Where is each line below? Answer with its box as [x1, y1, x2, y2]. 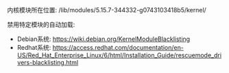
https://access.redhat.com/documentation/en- [52, 44, 184, 51]
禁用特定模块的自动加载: [7, 20, 75, 29]
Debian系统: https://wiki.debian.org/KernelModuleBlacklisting [16, 35, 191, 43]
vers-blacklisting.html [16, 59, 79, 66]
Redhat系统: [16, 44, 51, 51]
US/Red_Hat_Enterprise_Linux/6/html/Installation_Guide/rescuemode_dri [16, 51, 221, 59]
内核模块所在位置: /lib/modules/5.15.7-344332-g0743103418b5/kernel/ [7, 6, 207, 14]
